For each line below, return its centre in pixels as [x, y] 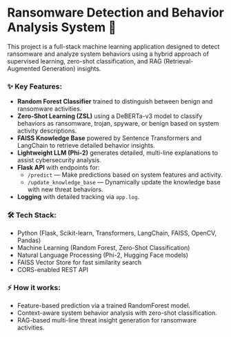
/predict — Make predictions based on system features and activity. [125, 175]
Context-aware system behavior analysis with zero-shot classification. [117, 313]
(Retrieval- [178, 61]
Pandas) [29, 240]
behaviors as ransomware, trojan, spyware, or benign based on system [118, 124]
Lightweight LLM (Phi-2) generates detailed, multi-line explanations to [118, 153]
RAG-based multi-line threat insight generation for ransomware [107, 320]
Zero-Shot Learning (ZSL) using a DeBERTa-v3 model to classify [110, 116]
